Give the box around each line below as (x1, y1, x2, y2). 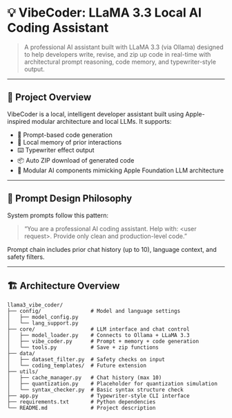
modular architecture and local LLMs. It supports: (31, 117, 172, 125)
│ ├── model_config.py (7, 313, 79, 321)
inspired (7, 117, 30, 125)
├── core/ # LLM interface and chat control (7, 326, 190, 333)
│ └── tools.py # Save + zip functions (7, 344, 159, 351)
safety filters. (7, 253, 45, 261)
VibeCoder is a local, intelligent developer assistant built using (7, 109, 184, 118)
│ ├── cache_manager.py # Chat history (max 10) (7, 374, 162, 381)
